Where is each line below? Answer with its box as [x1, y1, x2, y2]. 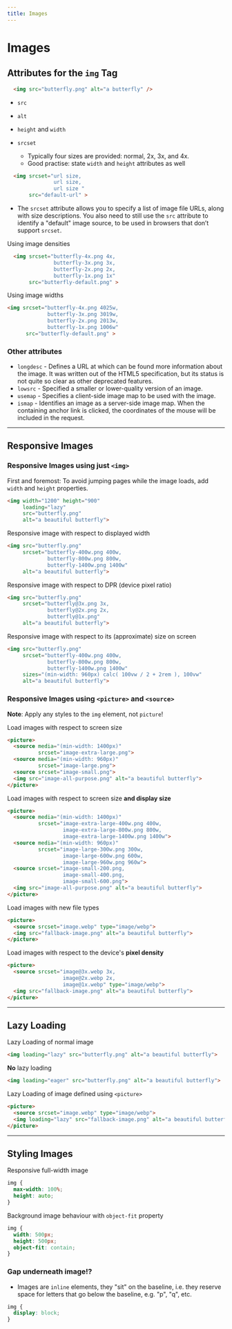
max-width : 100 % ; [13, 1186, 64, 1193]
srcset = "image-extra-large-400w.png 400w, [37, 820, 162, 827]
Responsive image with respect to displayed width [7, 529, 151, 538]
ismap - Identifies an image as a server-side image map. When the [17, 399, 205, 408]
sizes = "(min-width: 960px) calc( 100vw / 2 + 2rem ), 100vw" [22, 671, 202, 678]
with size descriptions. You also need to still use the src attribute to [17, 211, 209, 220]
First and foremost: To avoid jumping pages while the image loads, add [7, 476, 209, 484]
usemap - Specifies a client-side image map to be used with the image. [17, 392, 216, 400]
